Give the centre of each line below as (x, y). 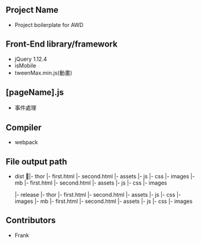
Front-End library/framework (62, 44)
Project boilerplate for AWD (49, 25)
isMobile (25, 65)
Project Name (32, 10)
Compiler (24, 127)
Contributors (31, 220)
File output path (37, 162)
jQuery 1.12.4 (31, 59)
